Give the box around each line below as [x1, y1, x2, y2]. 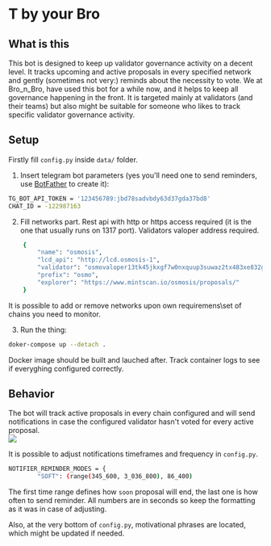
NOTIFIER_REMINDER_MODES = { [8, 465, 106, 473]
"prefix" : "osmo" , [37, 271, 99, 279]
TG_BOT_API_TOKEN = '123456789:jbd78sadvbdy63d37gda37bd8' [8, 195, 211, 203]
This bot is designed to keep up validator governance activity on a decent [8, 58, 253, 68]
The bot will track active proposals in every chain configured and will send [8, 409, 256, 418]
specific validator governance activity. [8, 110, 135, 120]
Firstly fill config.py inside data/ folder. [8, 154, 139, 164]
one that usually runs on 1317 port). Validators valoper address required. [19, 225, 260, 235]
